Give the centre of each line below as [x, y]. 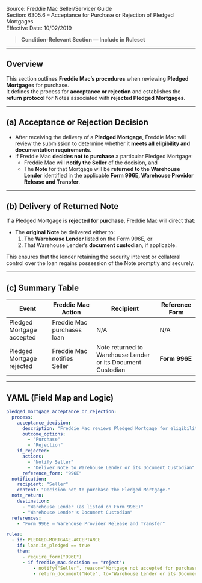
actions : [33, 457]
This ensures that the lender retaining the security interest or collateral [93, 257]
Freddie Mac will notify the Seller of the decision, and [91, 163]
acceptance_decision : [44, 423]
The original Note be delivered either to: [65, 232]
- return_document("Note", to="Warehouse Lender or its [104, 574]
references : [27, 518]
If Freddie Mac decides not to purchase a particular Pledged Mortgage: [104, 156]
